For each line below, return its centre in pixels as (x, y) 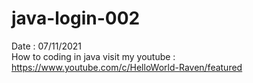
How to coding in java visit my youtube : (93, 56)
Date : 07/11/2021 (47, 46)
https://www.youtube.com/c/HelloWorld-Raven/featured (127, 67)
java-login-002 (76, 18)
